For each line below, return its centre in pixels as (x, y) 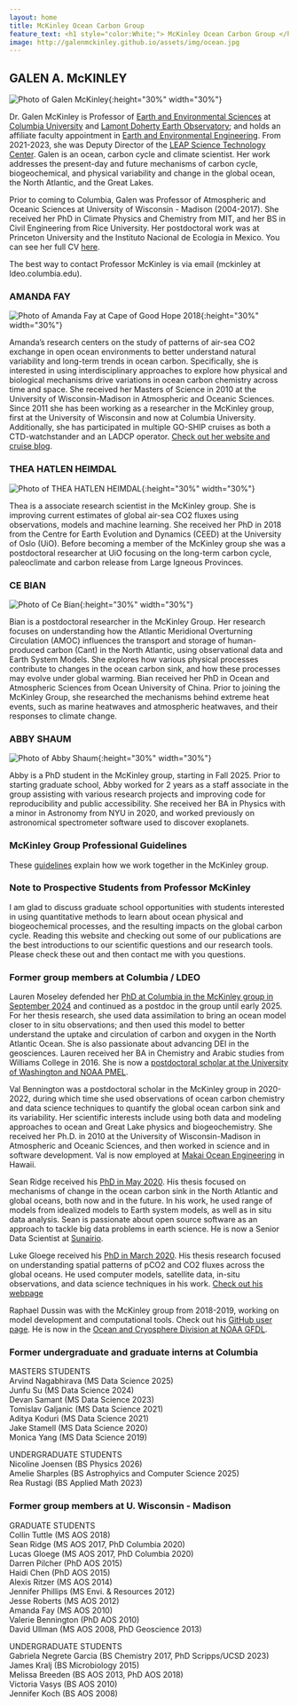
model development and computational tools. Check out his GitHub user (141, 1320)
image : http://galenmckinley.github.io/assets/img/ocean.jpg (125, 42)
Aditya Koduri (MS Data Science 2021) (79, 1419)
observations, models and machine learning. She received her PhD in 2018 (145, 524)
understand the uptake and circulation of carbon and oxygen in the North (143, 1034)
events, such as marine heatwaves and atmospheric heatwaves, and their (144, 706)
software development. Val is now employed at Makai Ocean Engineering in (147, 1155)
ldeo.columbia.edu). (46, 274)
